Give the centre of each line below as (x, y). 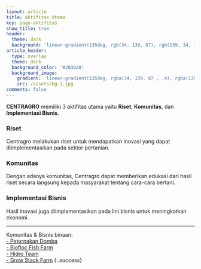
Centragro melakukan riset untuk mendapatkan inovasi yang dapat (88, 142)
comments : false (26, 90)
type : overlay (29, 56)
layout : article (26, 12)
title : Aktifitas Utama (36, 17)
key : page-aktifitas (32, 23)
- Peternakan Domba (32, 241)
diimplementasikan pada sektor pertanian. (58, 148)
